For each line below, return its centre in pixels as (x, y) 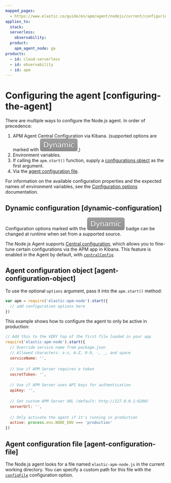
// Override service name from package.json (58, 347)
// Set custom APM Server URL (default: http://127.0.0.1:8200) (79, 401)
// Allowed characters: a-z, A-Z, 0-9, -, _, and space (70, 353)
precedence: (19, 126)
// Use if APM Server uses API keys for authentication (70, 385)
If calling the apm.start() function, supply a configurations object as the (88, 160)
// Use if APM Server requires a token (52, 369)
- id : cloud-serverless (35, 59)
